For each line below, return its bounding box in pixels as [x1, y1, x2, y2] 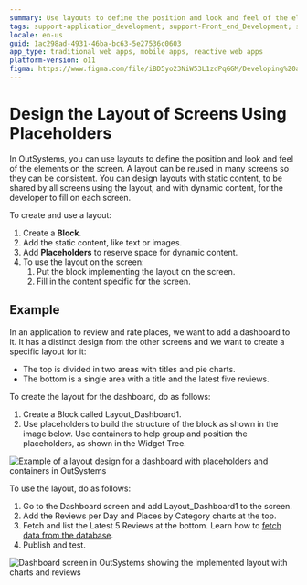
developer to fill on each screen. [9, 192, 132, 203]
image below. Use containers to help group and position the [22, 428, 249, 439]
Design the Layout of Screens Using [9, 104, 287, 124]
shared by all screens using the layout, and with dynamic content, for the [9, 182, 283, 193]
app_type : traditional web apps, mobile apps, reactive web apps [9, 47, 263, 57]
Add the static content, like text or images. [22, 236, 183, 247]
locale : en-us [9, 30, 64, 39]
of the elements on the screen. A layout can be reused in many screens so [9, 162, 290, 173]
